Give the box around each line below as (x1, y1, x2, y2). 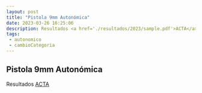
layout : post (6, 8, 39, 15)
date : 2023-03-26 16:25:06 (6, 20, 74, 26)
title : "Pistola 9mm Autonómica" (6, 14, 90, 20)
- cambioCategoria (8, 43, 55, 49)
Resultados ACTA (6, 80, 49, 88)
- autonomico (8, 37, 42, 43)
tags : (6, 31, 20, 37)
